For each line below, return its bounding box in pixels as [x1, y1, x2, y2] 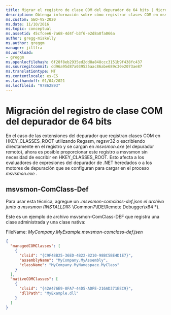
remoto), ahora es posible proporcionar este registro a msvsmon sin [6, 148, 148, 155]
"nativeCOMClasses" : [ [10, 276, 58, 282]
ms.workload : [6, 50, 33, 55]
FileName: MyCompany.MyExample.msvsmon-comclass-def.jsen [6, 229, 143, 235]
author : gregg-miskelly [6, 36, 56, 41]
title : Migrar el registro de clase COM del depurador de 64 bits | [6, 7, 154, 13]
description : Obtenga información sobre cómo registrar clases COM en [6, 12, 158, 17]
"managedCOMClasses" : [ [10, 243, 60, 249]
